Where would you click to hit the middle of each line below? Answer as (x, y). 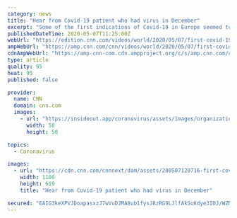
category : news (30, 14)
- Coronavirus (34, 151)
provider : (22, 93)
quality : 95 (25, 67)
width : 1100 (37, 178)
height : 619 (37, 184)
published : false (33, 80)
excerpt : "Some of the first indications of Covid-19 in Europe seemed (115, 27)
